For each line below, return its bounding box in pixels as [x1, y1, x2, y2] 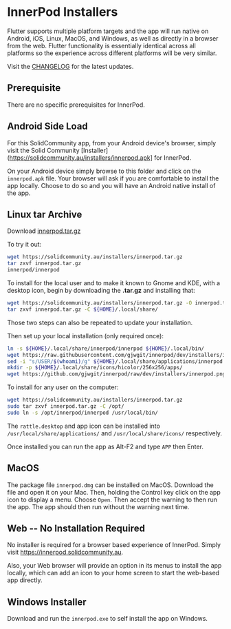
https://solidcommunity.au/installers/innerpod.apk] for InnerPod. [9, 153, 192, 162]
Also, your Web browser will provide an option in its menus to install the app [7, 561, 222, 570]
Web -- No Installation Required [7, 522, 146, 534]
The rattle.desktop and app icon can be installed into [7, 422, 160, 430]
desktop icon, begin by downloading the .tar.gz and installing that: [7, 287, 195, 294]
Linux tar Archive [7, 208, 82, 220]
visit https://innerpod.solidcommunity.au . [7, 548, 124, 557]
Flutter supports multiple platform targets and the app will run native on [7, 27, 209, 35]
